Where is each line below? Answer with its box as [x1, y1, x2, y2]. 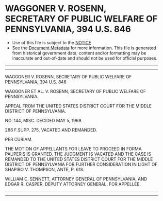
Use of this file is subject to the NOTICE [12, 39, 91, 45]
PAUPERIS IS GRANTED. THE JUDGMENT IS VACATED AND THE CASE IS [5, 151, 151, 157]
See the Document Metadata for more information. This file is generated [12, 45, 156, 51]
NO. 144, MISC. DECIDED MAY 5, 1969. [5, 117, 82, 123]
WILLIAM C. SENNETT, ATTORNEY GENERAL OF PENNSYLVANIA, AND [5, 176, 147, 182]
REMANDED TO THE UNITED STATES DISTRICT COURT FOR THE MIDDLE [5, 156, 153, 162]
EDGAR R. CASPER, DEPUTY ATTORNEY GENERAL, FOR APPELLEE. [5, 181, 141, 187]
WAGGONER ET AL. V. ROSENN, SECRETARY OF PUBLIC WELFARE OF [5, 88, 147, 94]
